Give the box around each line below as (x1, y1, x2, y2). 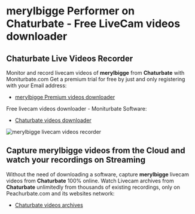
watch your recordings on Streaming (6, 155, 145, 165)
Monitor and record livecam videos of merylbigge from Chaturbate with (6, 69, 185, 76)
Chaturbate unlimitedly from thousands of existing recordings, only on (6, 184, 181, 191)
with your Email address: (6, 82, 67, 89)
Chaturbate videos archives (14, 201, 84, 209)
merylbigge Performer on (6, 4, 135, 18)
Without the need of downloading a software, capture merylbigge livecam (6, 170, 190, 178)
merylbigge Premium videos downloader (14, 94, 115, 100)
